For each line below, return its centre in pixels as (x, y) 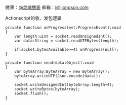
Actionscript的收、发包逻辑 (33, 18)
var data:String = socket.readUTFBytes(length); (67, 41)
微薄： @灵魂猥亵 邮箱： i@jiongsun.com (47, 7)
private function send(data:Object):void (50, 63)
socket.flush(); (32, 93)
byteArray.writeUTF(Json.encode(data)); (57, 76)
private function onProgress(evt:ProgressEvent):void (63, 28)
